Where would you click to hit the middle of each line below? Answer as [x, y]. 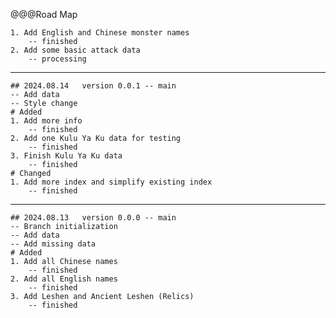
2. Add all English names [64, 279]
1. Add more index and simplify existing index [111, 182]
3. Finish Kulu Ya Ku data [66, 156]
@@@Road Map [44, 14]
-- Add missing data [53, 244]
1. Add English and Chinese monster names [100, 33]
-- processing [57, 59]
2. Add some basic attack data [75, 50]
